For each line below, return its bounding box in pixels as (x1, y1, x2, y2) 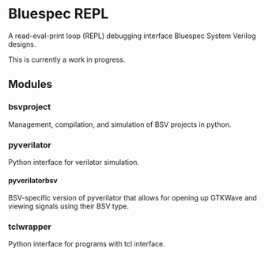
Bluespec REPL (8, 5, 109, 23)
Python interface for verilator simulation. (8, 157, 140, 166)
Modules (8, 78, 53, 91)
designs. (8, 39, 36, 48)
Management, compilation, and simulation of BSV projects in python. (8, 120, 232, 129)
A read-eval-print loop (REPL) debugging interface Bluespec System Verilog (8, 31, 256, 40)
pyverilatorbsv (8, 175, 58, 185)
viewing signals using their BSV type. (8, 201, 129, 211)
